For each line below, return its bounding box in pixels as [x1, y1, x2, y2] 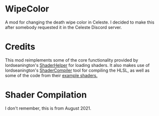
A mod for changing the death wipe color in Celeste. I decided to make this [5, 19, 155, 25]
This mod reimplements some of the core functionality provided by [5, 57, 138, 63]
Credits [5, 41, 35, 52]
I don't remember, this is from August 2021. [5, 105, 92, 111]
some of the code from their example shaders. [5, 72, 98, 78]
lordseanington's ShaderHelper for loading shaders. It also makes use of [5, 62, 150, 68]
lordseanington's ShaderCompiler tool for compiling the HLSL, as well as [5, 67, 150, 73]
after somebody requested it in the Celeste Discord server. [5, 24, 122, 30]
